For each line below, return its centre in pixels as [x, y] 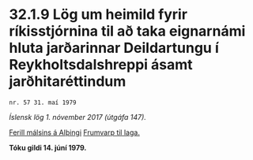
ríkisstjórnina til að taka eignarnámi [127, 31]
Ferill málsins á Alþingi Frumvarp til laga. [75, 132]
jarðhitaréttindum [68, 82]
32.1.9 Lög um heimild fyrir [98, 15]
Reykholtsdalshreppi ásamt [101, 65]
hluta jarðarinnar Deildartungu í [114, 48]
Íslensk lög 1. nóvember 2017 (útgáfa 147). [78, 117]
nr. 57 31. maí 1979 [43, 102]
